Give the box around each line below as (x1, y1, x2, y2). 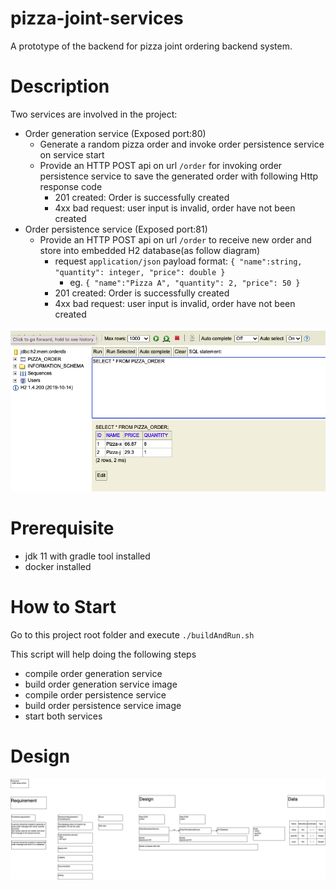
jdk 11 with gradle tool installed (24, 550, 151, 562)
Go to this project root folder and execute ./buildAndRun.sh (10, 628, 255, 641)
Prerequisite (10, 517, 115, 539)
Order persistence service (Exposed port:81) (24, 223, 208, 235)
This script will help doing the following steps (10, 648, 197, 660)
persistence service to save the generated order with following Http (39, 170, 319, 182)
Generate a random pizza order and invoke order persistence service (39, 138, 325, 150)
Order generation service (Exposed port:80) (24, 127, 207, 139)
